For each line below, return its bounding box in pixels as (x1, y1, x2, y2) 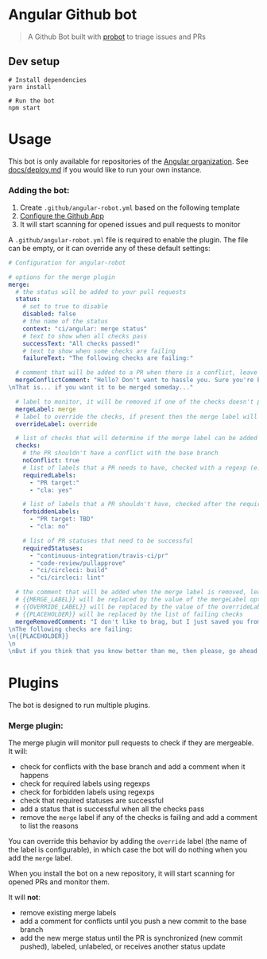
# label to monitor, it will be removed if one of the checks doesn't (15, 397, 254, 406)
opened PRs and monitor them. (8, 877, 110, 887)
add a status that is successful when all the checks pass (19, 804, 205, 814)
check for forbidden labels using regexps (19, 787, 155, 797)
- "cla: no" (29, 523, 69, 531)
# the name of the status (22, 318, 109, 326)
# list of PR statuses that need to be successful (22, 536, 194, 545)
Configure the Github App (19, 211, 105, 220)
